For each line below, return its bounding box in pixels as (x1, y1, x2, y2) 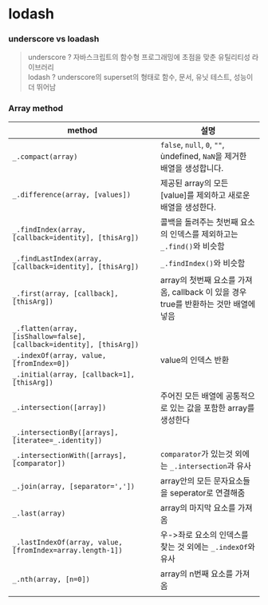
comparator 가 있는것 (160, 448, 234, 460)
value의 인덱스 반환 (160, 354, 230, 365)
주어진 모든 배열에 (160, 390, 224, 401)
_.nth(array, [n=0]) (12, 575, 90, 583)
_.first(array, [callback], (12, 289, 119, 298)
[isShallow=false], (12, 332, 86, 340)
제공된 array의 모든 (160, 177, 229, 189)
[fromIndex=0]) (12, 359, 70, 368)
